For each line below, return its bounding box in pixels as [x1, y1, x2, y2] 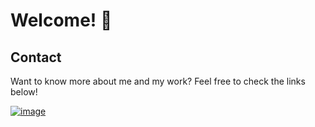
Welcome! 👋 [10, 9, 113, 32]
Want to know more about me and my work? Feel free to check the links [10, 75, 306, 87]
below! [10, 86, 38, 98]
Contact [10, 49, 62, 66]
